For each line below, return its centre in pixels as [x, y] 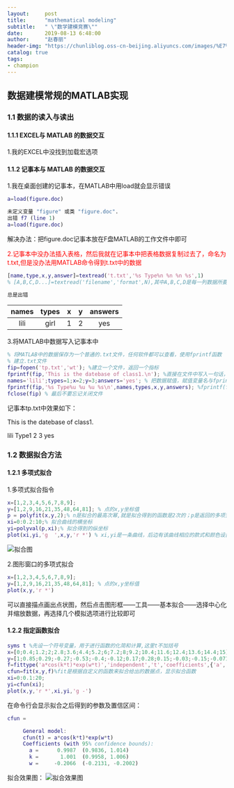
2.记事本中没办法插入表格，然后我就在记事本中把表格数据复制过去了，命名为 [117, 253]
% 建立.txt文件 [27, 361]
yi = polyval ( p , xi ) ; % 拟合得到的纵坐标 [58, 529]
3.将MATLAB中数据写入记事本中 [53, 342]
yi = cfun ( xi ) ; [26, 685]
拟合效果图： [25, 778]
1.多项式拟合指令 [31, 490]
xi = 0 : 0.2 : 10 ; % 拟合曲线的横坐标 [50, 522]
